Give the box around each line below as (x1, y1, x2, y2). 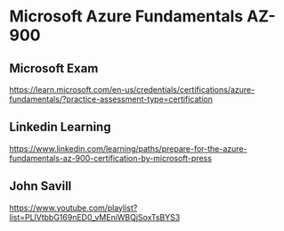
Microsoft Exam (9, 61, 99, 76)
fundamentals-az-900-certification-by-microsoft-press (9, 153, 212, 163)
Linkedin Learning (9, 120, 111, 135)
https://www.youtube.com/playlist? (9, 202, 138, 213)
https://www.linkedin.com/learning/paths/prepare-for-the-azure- (9, 143, 247, 153)
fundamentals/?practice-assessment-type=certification (9, 94, 214, 104)
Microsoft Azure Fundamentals (9, 6, 244, 27)
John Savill (9, 178, 72, 194)
